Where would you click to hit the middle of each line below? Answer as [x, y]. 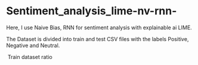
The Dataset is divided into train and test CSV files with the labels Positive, [98, 39]
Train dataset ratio [30, 57]
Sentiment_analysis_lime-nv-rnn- [92, 11]
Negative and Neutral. [33, 45]
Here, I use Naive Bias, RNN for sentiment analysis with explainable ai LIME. [99, 27]
